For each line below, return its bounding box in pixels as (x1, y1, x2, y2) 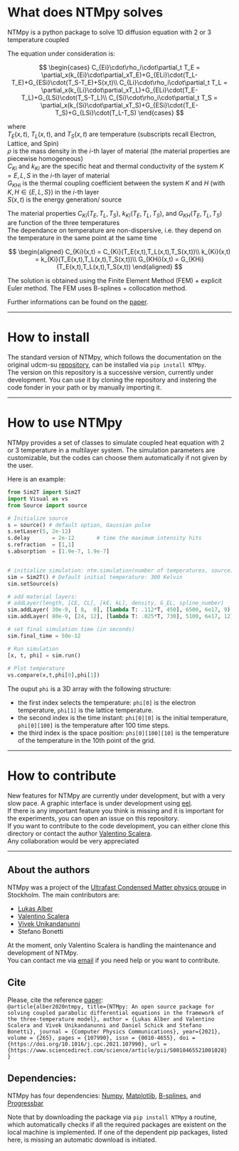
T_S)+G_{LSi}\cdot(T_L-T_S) (55, 108, 137, 117)
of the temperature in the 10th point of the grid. (17, 736, 156, 745)
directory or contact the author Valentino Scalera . (7, 829, 153, 838)
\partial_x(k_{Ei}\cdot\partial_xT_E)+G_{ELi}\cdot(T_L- (41, 71, 198, 79)
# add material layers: (7, 593, 78, 600)
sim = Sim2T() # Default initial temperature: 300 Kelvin (7, 573, 183, 580)
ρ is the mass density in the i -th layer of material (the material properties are (7, 147, 230, 155)
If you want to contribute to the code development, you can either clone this (7, 822, 230, 830)
